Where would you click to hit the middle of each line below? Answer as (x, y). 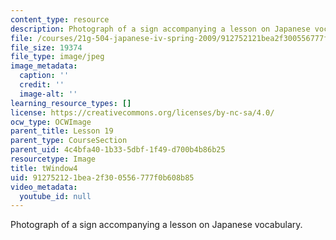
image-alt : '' (48, 94)
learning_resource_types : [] (71, 103)
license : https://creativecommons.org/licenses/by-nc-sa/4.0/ (142, 112)
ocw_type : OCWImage (51, 122)
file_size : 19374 (46, 47)
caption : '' (44, 76)
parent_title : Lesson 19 (62, 131)
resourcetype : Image (53, 159)
